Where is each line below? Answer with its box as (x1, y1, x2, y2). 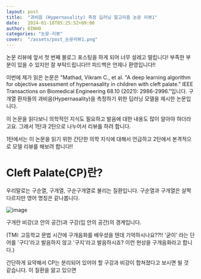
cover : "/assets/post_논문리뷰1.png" (6, 36, 98, 42)
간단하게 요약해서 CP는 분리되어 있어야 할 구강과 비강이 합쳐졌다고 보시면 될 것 (6, 259, 189, 266)
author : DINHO (6, 25, 42, 32)
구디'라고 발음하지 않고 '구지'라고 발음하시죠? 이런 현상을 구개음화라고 (19, 238, 181, 246)
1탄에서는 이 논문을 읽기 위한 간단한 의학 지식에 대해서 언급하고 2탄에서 (6, 136, 172, 142)
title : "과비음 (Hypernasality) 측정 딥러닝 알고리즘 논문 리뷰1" (6, 14, 158, 20)
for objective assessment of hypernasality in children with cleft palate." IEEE (6, 81, 193, 87)
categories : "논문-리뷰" (6, 31, 63, 37)
